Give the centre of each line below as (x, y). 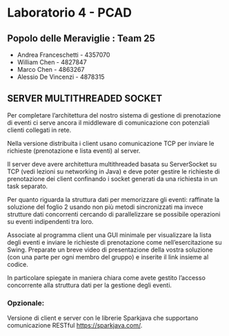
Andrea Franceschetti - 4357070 (63, 55)
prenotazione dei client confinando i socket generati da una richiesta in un (112, 178)
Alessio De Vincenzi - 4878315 (61, 77)
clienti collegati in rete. (39, 130)
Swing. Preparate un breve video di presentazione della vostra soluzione (110, 250)
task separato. (28, 186)
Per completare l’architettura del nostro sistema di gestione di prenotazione (114, 115)
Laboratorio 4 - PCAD (70, 13)
